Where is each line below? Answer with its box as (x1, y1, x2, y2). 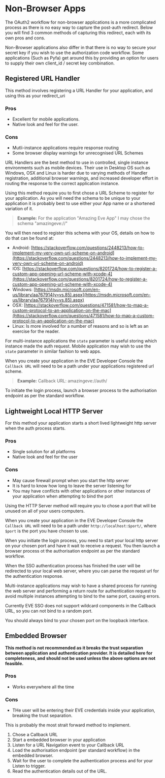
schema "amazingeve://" (17, 220, 68, 226)
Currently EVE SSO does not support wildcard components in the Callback (5, 602, 156, 608)
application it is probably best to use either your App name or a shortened (5, 200, 155, 207)
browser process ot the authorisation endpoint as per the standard (5, 548, 140, 554)
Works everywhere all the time (12, 684, 74, 689)
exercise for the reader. (12, 328, 60, 335)
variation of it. (5, 206, 33, 212)
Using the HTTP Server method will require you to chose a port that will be (5, 502, 156, 508)
